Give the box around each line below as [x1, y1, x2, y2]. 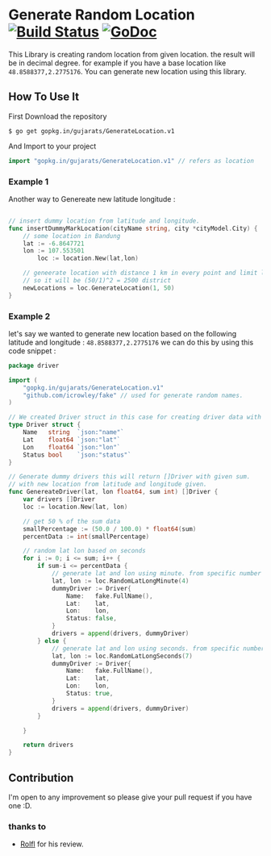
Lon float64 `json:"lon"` [23, 443, 121, 451]
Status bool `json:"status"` [23, 450, 131, 459]
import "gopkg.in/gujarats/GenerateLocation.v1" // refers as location [8, 157, 254, 165]
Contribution [8, 770, 74, 784]
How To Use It [8, 90, 79, 104]
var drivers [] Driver [23, 495, 95, 503]
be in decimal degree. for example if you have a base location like [8, 58, 227, 68]
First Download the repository [8, 111, 107, 121]
